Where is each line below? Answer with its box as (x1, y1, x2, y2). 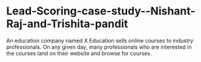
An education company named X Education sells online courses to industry (6, 37, 194, 44)
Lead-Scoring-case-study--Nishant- (6, 4, 196, 18)
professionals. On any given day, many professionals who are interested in (6, 43, 192, 51)
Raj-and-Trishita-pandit (6, 17, 128, 31)
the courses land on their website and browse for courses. (6, 49, 152, 57)
